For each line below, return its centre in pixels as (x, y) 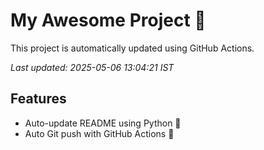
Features (38, 99)
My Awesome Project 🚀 (108, 20)
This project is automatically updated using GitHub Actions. (132, 48)
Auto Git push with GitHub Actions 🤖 (99, 133)
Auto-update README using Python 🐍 (103, 123)
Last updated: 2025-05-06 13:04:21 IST (92, 67)
